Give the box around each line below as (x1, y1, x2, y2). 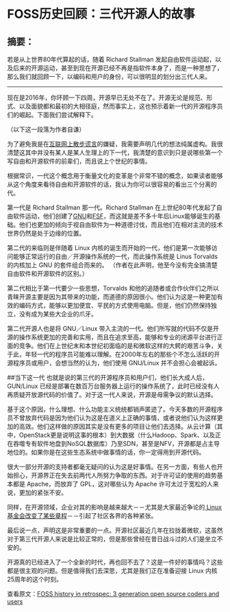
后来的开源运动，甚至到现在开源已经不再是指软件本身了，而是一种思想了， (12, 64, 223, 72)
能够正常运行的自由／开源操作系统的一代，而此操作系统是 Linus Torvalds (12, 252, 218, 260)
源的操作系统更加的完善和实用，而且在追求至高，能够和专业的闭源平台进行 (7, 333, 217, 341)
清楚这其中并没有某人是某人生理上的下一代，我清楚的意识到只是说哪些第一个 (7, 148, 223, 157)
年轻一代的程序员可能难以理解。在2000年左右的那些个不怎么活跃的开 (25, 350, 220, 358)
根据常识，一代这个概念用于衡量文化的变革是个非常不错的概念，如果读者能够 (7, 172, 223, 179)
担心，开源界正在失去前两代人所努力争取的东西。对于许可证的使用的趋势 (12, 471, 217, 479)
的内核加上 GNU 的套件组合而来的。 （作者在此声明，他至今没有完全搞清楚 (7, 261, 218, 269)
